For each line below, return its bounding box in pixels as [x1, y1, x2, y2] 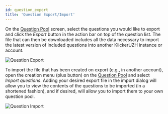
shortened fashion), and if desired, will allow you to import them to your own [5, 88, 163, 94]
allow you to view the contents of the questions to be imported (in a [5, 82, 145, 88]
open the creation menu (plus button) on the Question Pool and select [5, 72, 150, 78]
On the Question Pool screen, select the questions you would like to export [5, 26, 160, 32]
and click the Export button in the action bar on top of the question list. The [5, 31, 161, 37]
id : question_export [5, 7, 49, 13]
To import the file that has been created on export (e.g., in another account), [5, 66, 163, 73]
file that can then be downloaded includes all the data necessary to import [5, 36, 159, 43]
